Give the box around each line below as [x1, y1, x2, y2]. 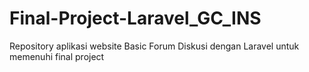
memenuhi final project [9, 50, 105, 62]
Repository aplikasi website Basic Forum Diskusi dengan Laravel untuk [9, 40, 300, 52]
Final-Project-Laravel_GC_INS [9, 7, 262, 30]
